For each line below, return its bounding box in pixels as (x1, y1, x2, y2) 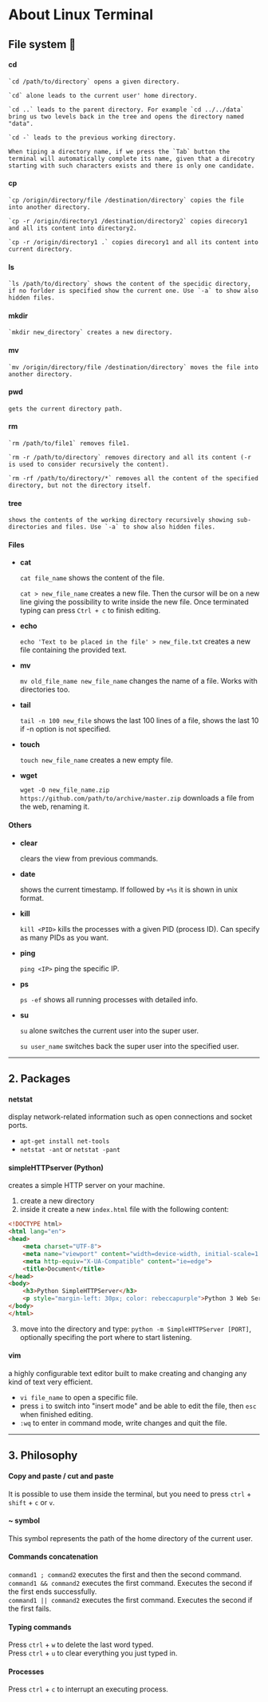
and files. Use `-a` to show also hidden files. (50, 523, 216, 532)
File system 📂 (8, 38, 77, 51)
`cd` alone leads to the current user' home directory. (8, 91, 198, 99)
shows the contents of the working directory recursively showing (8, 516, 234, 524)
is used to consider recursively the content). (8, 460, 170, 468)
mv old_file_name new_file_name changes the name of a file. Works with (19, 676, 258, 686)
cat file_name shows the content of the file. (19, 573, 165, 583)
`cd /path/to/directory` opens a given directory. (8, 78, 180, 86)
